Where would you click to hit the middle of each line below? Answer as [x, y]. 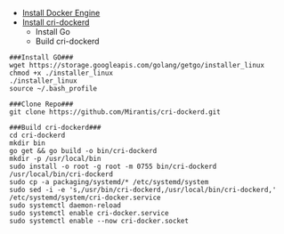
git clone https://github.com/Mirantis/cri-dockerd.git [115, 112]
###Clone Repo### [41, 104]
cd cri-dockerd [37, 135]
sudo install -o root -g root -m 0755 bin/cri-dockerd [113, 166]
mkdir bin [28, 143]
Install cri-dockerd [56, 22]
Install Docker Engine [61, 13]
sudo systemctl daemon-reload [65, 206]
